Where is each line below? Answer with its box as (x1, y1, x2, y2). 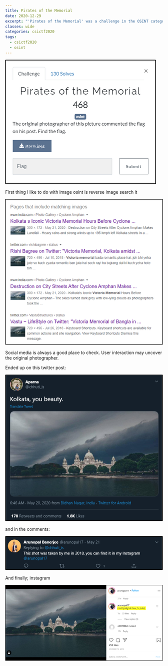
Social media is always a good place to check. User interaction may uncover (5, 350, 162, 356)
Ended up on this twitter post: (5, 365, 66, 371)
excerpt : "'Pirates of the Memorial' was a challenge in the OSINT (5, 19, 149, 24)
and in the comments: (5, 526, 50, 532)
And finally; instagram (5, 575, 50, 581)
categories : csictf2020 (5, 29, 55, 35)
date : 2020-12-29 (5, 13, 41, 19)
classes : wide (5, 24, 35, 29)
